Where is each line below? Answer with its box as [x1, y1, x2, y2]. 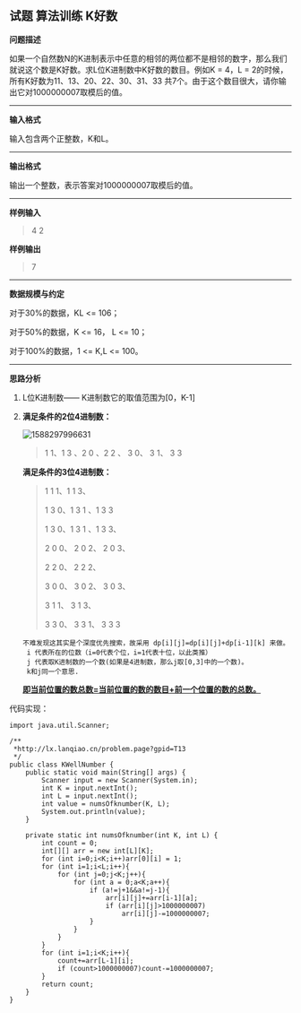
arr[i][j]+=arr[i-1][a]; [105, 893, 199, 903]
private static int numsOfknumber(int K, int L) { [25, 830, 219, 840]
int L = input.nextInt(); [41, 792, 139, 801]
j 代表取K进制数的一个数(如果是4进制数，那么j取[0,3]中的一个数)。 [26, 657, 249, 666]
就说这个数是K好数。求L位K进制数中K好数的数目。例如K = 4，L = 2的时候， [9, 64, 288, 74]
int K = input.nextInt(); [41, 784, 139, 792]
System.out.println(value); [41, 807, 146, 816]
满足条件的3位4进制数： [21, 466, 112, 477]
